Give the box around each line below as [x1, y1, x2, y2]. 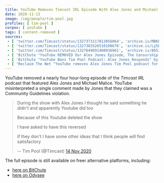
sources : [5, 35, 23, 40]
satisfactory [17, 139, 41, 144]
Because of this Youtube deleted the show [17, 115, 102, 121]
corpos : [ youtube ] [5, 25, 47, 30]
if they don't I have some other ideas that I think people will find [17, 134, 145, 140]
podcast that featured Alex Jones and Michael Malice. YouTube [5, 80, 132, 86]
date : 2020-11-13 [5, 12, 41, 17]
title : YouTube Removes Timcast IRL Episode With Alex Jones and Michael [5, 7, 159, 12]
